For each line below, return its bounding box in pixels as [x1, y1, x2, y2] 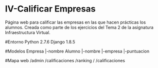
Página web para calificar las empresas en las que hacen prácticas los [5, 19, 146, 25]
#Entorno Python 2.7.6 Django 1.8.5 [5, 39, 75, 44]
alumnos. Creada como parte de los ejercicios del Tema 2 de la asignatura [5, 24, 154, 30]
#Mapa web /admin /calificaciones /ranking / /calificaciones [5, 57, 125, 63]
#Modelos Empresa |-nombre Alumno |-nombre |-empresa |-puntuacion [5, 48, 150, 54]
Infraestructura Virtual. [5, 29, 51, 35]
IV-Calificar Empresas [5, 3, 96, 14]
